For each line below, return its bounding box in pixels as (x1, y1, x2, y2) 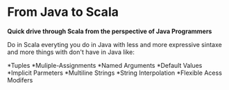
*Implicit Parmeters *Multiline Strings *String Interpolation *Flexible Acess (7, 69, 222, 77)
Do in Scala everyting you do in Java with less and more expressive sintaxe (7, 40, 222, 48)
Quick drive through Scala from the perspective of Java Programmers (7, 27, 212, 35)
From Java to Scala (7, 4, 119, 20)
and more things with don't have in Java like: (7, 48, 135, 56)
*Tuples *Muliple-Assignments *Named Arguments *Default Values (7, 61, 203, 69)
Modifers (7, 75, 33, 84)
